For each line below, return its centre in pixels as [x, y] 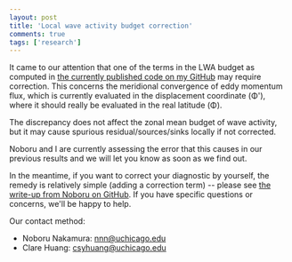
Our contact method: [48, 221]
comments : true [37, 34]
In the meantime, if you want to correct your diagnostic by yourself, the [139, 176]
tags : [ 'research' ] [45, 42]
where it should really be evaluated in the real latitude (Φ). [116, 105]
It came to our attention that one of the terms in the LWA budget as [132, 67]
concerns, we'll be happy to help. [70, 204]
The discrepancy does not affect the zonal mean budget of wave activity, [143, 123]
